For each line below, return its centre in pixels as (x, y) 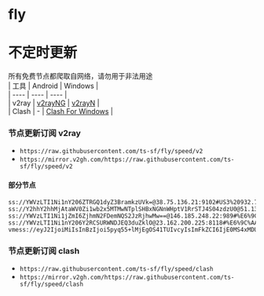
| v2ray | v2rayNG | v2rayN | (54, 103)
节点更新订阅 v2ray (44, 133)
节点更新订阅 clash (44, 250)
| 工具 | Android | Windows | (53, 86)
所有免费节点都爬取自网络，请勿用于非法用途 (81, 76)
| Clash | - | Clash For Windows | (61, 111)
